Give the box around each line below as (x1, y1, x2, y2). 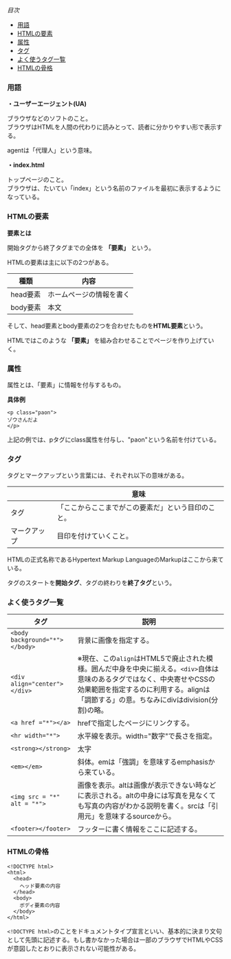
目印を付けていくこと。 (56, 531, 133, 541)
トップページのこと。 (7, 175, 67, 184)
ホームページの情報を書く (47, 289, 131, 299)
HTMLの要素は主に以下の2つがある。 (7, 258, 113, 266)
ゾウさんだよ (7, 416, 38, 423)
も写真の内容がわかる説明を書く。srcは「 (77, 801, 212, 811)
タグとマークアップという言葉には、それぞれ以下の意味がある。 (7, 471, 188, 479)
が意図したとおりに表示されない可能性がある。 (7, 944, 140, 952)
